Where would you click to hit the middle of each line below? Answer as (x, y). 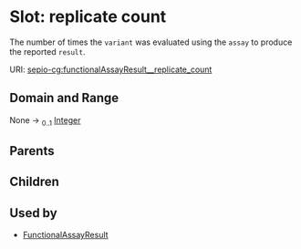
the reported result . (47, 51)
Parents (32, 151)
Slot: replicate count (88, 17)
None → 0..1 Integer (45, 121)
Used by (33, 213)
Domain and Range (64, 98)
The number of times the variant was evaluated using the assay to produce (151, 42)
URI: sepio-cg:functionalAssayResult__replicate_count (111, 69)
